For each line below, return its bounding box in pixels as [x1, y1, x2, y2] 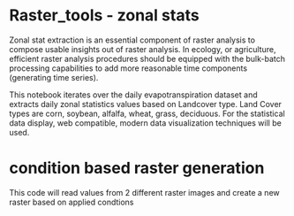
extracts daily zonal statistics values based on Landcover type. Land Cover [9, 98, 283, 109]
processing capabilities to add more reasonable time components [9, 63, 248, 73]
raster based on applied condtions [9, 197, 134, 207]
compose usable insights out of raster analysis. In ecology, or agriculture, [9, 43, 276, 54]
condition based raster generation [9, 158, 265, 178]
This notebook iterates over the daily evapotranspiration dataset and [9, 89, 258, 100]
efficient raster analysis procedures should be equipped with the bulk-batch [9, 53, 285, 64]
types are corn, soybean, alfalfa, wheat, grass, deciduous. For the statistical [9, 108, 285, 119]
